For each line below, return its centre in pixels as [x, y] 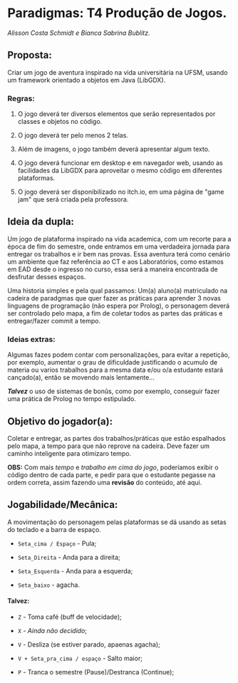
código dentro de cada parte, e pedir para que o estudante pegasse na [112, 474]
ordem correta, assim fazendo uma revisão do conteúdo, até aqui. [105, 482]
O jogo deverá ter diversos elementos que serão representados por [117, 114]
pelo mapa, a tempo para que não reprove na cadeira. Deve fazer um [109, 446]
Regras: [21, 98]
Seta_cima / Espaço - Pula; [57, 543]
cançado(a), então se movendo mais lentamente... [81, 377]
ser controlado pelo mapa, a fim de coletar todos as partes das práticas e [115, 313]
